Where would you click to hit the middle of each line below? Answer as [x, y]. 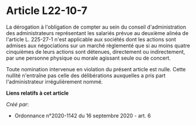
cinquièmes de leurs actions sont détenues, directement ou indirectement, [96, 51]
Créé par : [18, 104]
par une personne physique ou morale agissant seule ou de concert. [88, 58]
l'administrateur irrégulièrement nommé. [55, 81]
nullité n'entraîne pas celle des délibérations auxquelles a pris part [86, 75]
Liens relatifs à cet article [37, 93]
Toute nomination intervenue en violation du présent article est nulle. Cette [96, 69]
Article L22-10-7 [47, 11]
